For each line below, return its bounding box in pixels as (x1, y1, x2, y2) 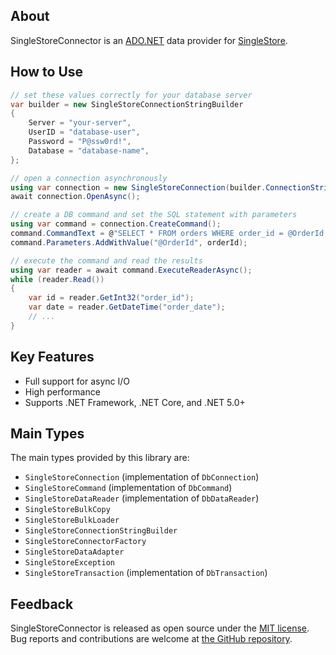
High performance (24, 385, 101, 398)
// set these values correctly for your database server (10, 90, 253, 100)
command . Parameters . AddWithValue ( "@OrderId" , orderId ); (10, 237, 248, 248)
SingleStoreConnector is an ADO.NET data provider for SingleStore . (10, 34, 288, 46)
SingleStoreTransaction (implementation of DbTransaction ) (24, 567, 268, 579)
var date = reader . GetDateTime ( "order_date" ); (28, 302, 226, 313)
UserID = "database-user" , (28, 127, 141, 138)
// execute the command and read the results (10, 255, 203, 266)
